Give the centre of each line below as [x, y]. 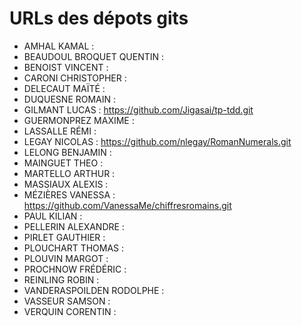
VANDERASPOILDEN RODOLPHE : [94, 290]
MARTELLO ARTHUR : [69, 173]
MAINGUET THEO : [63, 163]
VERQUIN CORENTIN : [70, 311]
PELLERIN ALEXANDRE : [74, 226]
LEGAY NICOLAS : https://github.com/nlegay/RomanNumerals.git [157, 141]
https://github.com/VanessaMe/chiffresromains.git [127, 205]
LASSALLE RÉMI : [60, 131]
